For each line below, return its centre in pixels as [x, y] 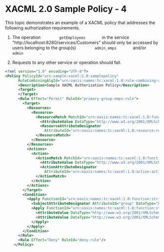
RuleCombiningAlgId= [39, 80]
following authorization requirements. [43, 27]
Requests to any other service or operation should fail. [67, 62]
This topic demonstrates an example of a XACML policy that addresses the [80, 23]
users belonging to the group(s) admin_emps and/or [79, 48]
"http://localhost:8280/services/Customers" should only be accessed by [85, 42]
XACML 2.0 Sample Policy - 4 [66, 9]
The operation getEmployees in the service [71, 37]
